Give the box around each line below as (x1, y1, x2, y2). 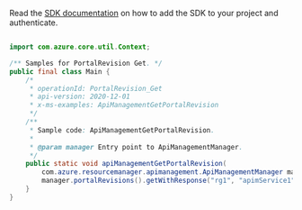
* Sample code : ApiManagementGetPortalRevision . (29, 125, 216, 134)
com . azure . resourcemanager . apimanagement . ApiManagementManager (41, 168, 283, 177)
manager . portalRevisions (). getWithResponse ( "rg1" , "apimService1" (41, 176, 296, 186)
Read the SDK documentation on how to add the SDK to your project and (9, 8, 279, 18)
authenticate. (9, 17, 58, 28)
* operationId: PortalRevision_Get (29, 84, 164, 93)
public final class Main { (9, 67, 111, 76)
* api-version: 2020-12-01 (29, 92, 130, 102)
